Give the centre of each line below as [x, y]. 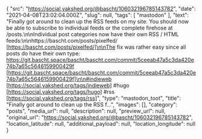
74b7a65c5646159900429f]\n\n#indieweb [59, 79]
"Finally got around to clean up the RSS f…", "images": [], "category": [92, 104]
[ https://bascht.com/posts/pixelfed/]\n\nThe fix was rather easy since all [96, 47]
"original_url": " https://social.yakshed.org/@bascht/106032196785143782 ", [99, 117]
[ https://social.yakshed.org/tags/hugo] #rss [60, 92]
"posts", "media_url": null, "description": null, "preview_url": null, [86, 111]
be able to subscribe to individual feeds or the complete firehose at [90, 28]
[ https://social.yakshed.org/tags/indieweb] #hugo [68, 85]
